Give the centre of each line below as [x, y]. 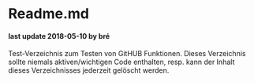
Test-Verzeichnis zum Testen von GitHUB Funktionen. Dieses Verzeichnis [127, 54]
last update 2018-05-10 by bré [59, 36]
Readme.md [49, 14]
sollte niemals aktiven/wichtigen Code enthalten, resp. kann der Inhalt [121, 62]
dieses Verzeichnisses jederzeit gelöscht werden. [89, 70]
